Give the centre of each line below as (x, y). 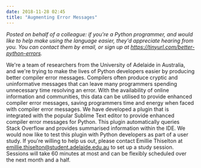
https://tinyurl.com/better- (163, 47)
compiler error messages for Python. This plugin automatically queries (93, 122)
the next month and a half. (38, 160)
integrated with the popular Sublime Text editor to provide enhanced (90, 115)
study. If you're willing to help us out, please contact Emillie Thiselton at (95, 141)
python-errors (24, 53)
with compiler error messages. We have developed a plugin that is (88, 109)
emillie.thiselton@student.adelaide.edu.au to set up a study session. (90, 147)
